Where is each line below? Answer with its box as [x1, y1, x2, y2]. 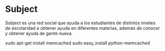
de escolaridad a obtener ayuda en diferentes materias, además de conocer [5, 25, 160, 31]
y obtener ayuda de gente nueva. [5, 30, 73, 36]
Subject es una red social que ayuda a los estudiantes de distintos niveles [5, 20, 156, 26]
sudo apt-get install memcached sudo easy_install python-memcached [5, 40, 150, 46]
